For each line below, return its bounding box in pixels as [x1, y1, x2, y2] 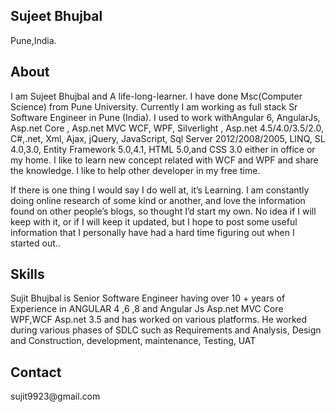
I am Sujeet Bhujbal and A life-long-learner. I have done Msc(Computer [10, 90, 303, 102]
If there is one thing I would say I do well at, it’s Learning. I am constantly [10, 184, 310, 196]
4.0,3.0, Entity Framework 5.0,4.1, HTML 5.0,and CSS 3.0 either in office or [10, 143, 316, 155]
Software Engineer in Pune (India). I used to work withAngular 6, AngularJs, [10, 111, 321, 123]
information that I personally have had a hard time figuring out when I [10, 226, 295, 238]
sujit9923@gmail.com [10, 390, 101, 403]
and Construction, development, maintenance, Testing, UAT [10, 335, 257, 347]
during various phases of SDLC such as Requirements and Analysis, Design [10, 324, 322, 336]
